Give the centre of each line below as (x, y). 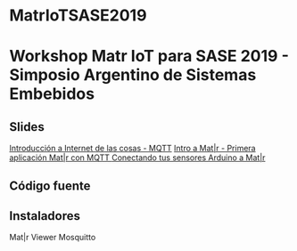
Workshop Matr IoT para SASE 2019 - (149, 57)
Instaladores (45, 216)
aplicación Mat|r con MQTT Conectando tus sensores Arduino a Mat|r (137, 158)
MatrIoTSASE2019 (78, 16)
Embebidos (52, 94)
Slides (27, 127)
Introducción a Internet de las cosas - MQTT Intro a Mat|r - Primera (132, 149)
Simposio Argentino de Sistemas (133, 75)
